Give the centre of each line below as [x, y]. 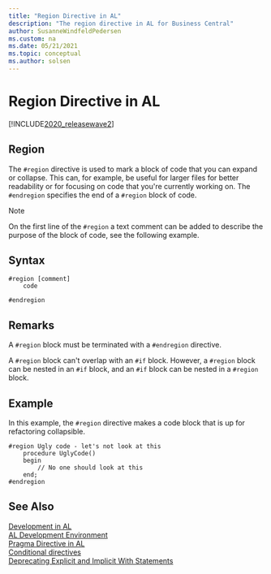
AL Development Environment [58, 535]
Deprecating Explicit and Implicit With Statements [91, 560]
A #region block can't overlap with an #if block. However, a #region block [132, 360]
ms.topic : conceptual [45, 54]
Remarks [32, 325]
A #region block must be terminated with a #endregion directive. [115, 345]
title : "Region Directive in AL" [65, 16]
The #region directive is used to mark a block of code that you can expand [133, 169]
